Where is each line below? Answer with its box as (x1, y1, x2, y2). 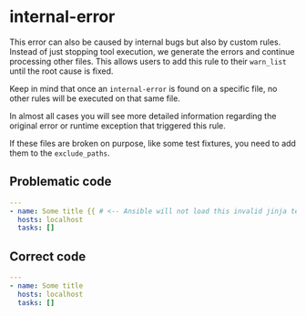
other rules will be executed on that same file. (9, 93, 180, 104)
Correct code (9, 249, 87, 264)
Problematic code (9, 174, 112, 189)
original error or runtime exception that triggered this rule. (9, 120, 226, 131)
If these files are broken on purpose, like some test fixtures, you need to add (9, 138, 296, 148)
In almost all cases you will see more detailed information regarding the (9, 110, 277, 121)
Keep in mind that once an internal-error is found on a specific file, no (9, 83, 278, 94)
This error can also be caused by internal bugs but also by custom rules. (9, 36, 281, 47)
